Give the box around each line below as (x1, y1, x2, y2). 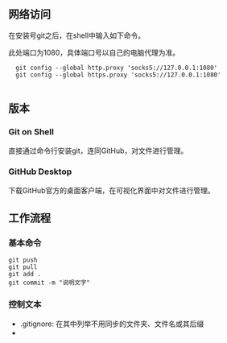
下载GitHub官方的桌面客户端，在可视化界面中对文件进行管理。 (8, 185, 215, 195)
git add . (8, 271, 42, 279)
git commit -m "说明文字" (8, 279, 91, 287)
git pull (8, 263, 38, 271)
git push (8, 256, 38, 264)
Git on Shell (8, 126, 55, 138)
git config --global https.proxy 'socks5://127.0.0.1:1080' (15, 71, 221, 79)
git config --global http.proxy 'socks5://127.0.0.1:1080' (15, 64, 218, 72)
